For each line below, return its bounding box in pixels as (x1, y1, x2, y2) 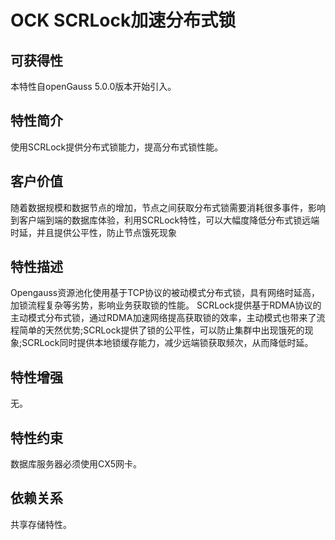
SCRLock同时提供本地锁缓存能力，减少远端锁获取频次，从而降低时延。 (21, 337, 314, 349)
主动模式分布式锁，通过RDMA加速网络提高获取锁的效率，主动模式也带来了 (10, 312, 317, 324)
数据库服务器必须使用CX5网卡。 (10, 458, 143, 470)
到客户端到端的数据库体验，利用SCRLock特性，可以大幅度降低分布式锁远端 (10, 214, 320, 226)
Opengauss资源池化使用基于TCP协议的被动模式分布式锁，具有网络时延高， (10, 287, 321, 299)
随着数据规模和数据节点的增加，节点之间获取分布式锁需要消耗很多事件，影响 (10, 201, 326, 213)
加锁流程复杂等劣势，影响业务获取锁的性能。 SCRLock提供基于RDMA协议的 (10, 299, 322, 311)
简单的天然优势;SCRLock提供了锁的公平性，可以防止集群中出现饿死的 (18, 324, 305, 336)
